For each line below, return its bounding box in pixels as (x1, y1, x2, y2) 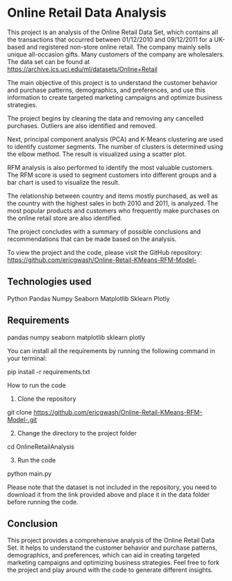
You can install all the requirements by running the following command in (7, 346, 215, 355)
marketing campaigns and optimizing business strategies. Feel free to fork (7, 559, 220, 567)
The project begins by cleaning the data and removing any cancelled (7, 114, 204, 123)
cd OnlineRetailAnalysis (7, 442, 75, 451)
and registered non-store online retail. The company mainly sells (26, 42, 211, 51)
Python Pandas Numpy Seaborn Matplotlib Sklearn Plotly (7, 294, 170, 302)
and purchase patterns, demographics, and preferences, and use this (7, 86, 206, 94)
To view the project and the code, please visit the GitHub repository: (7, 248, 203, 256)
